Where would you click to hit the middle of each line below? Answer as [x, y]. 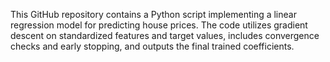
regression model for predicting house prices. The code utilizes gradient [159, 25]
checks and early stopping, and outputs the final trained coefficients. [152, 46]
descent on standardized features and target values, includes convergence [165, 35]
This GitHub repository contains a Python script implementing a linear [153, 14]
